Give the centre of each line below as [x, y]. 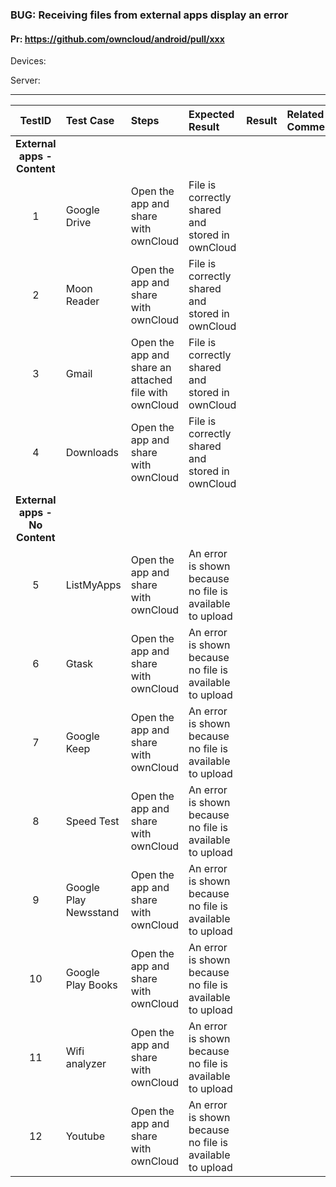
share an [151, 368]
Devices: [28, 61]
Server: [25, 80]
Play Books [91, 985]
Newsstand [92, 913]
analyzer [86, 1064]
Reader [82, 301]
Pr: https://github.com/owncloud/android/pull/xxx [117, 39]
